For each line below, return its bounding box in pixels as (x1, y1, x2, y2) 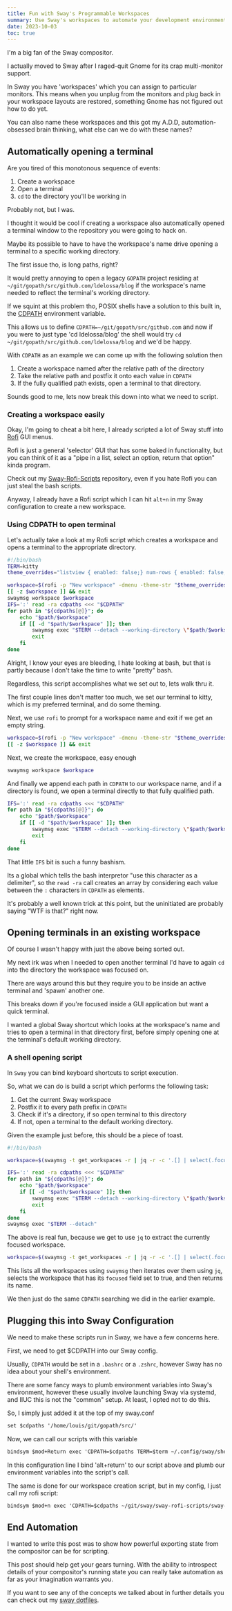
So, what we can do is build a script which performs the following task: (7, 1082, 209, 1090)
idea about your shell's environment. (7, 1367, 111, 1376)
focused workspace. (7, 1240, 66, 1249)
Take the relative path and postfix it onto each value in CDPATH (17, 372, 192, 380)
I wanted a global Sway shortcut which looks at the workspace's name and (7, 1021, 220, 1029)
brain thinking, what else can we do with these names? (36, 125, 193, 134)
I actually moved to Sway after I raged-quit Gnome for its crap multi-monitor (7, 62, 223, 70)
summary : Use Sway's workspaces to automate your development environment (7, 17, 227, 24)
